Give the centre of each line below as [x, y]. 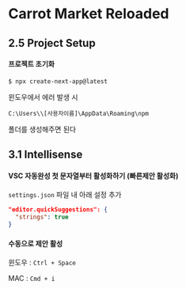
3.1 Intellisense [46, 155]
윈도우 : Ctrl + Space [42, 263]
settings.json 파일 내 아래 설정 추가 [65, 195]
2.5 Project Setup [52, 43]
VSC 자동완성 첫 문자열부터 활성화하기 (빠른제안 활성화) [93, 176]
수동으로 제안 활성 [36, 243]
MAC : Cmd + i [32, 279]
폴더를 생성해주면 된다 [42, 129]
